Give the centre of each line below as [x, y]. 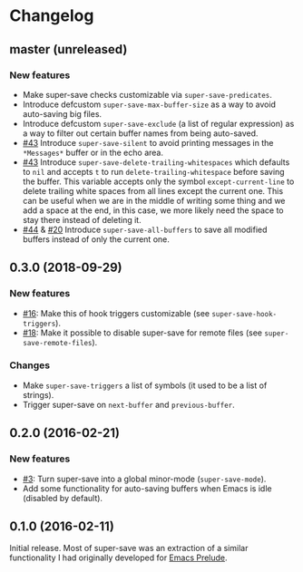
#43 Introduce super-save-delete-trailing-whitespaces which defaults [156, 162]
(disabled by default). [62, 498]
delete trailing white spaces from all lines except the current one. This [153, 190]
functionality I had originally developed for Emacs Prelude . [119, 557]
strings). [38, 394]
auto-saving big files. [62, 113]
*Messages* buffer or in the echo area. [93, 152]
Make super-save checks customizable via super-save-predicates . [147, 94]
